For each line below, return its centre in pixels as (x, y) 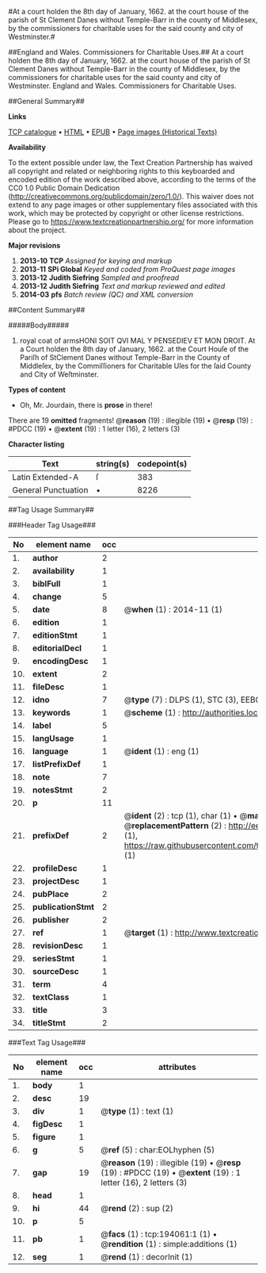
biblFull (47, 584)
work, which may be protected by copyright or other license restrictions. (126, 213)
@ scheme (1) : (152, 713)
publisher (51, 920)
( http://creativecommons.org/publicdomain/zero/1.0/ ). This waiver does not (131, 196)
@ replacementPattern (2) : (175, 826)
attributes (177, 1067)
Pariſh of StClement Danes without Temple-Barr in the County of (125, 357)
